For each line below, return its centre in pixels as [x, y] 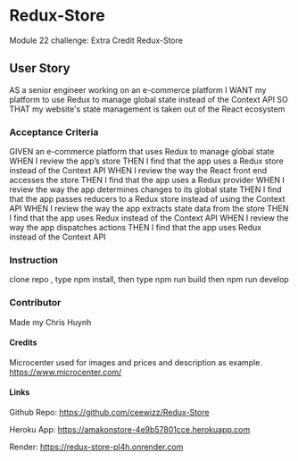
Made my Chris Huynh [50, 322]
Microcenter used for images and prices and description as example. [136, 362]
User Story [40, 68]
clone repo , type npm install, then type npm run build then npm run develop [149, 280]
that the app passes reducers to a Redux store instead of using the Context [147, 199]
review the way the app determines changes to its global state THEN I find [146, 189]
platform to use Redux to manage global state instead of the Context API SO [149, 99]
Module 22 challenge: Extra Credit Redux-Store [96, 40]
